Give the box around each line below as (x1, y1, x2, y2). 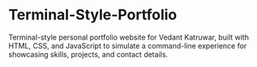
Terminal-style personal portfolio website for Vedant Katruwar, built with (8, 32, 250, 42)
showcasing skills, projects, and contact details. (8, 49, 169, 59)
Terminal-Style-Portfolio (8, 6, 178, 24)
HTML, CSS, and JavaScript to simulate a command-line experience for (8, 40, 247, 50)
